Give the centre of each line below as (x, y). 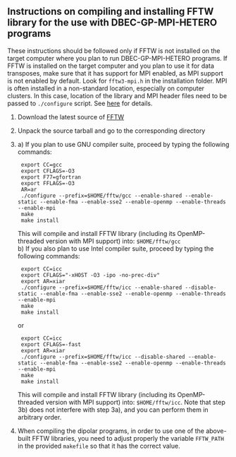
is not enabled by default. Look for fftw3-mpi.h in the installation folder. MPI (117, 81)
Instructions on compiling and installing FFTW (111, 12)
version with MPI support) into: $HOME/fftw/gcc (113, 241)
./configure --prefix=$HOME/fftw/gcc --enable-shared (101, 196)
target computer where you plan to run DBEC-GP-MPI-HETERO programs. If (117, 58)
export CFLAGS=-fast (51, 344)
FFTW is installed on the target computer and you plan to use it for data (111, 66)
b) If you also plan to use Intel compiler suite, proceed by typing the (116, 248)
